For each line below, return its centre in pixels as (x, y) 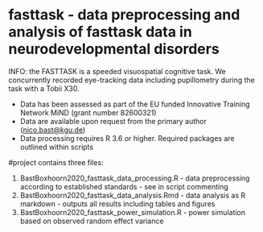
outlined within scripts (57, 147)
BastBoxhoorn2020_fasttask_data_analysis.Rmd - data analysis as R (133, 195)
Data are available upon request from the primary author (113, 121)
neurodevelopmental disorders (114, 49)
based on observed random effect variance (92, 221)
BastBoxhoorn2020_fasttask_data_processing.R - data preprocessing (135, 178)
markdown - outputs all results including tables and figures (117, 204)
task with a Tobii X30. (44, 88)
